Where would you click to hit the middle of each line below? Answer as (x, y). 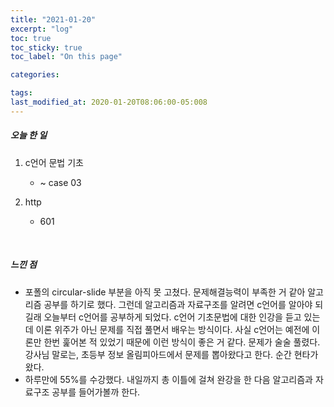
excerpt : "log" (42, 29)
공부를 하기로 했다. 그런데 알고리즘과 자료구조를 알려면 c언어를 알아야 (178, 304)
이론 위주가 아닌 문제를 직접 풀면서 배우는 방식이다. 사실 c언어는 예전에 (172, 329)
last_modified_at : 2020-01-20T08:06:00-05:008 (109, 102)
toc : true (31, 38)
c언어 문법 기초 (54, 162)
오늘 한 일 (29, 135)
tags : (21, 93)
